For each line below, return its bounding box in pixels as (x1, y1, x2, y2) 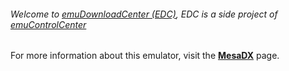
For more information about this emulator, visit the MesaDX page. (10, 50, 280, 62)
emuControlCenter (10, 18, 87, 30)
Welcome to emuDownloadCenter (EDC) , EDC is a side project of (10, 8, 278, 20)
